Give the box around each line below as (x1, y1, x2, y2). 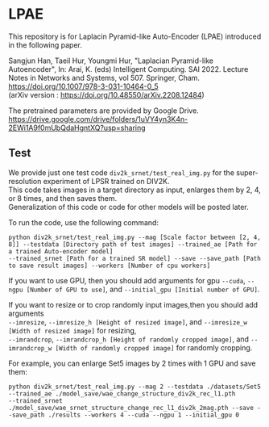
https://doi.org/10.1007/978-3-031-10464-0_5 (8, 82, 159, 91)
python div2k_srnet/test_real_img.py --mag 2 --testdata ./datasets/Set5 (8, 383, 262, 391)
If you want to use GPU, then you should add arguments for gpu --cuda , (8, 275, 246, 285)
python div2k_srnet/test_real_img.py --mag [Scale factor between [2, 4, (8, 233, 262, 241)
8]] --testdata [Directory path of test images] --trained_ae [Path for (8, 240, 258, 249)
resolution (8, 176, 42, 186)
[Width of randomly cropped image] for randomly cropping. (55, 342, 253, 352)
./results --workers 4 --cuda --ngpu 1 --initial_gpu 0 (48, 411, 240, 419)
